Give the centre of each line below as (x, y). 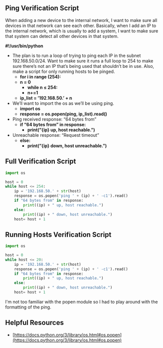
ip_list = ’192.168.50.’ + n (46, 98)
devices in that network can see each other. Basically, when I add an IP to (81, 25)
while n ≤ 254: (42, 87)
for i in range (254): (40, 76)
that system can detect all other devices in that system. (62, 36)
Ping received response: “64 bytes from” (54, 119)
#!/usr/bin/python (24, 46)
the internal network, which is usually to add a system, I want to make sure (82, 31)
